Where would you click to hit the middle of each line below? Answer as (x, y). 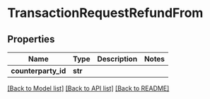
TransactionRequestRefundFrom (105, 13)
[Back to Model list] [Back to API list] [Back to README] (88, 88)
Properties (31, 39)
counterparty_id (39, 71)
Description (117, 59)
